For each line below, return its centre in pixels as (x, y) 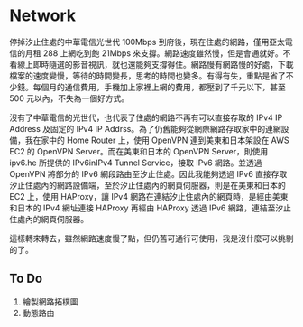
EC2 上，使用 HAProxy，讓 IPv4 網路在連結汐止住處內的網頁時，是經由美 (145, 196)
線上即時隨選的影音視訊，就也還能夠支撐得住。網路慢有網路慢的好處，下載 (155, 64)
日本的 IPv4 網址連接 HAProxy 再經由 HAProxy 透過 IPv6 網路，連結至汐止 (154, 208)
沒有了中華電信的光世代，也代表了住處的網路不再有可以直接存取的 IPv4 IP (146, 117)
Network (43, 16)
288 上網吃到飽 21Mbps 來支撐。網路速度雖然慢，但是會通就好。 (163, 53)
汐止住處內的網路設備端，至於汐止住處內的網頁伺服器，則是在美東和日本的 (147, 185)
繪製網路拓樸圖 (50, 301)
